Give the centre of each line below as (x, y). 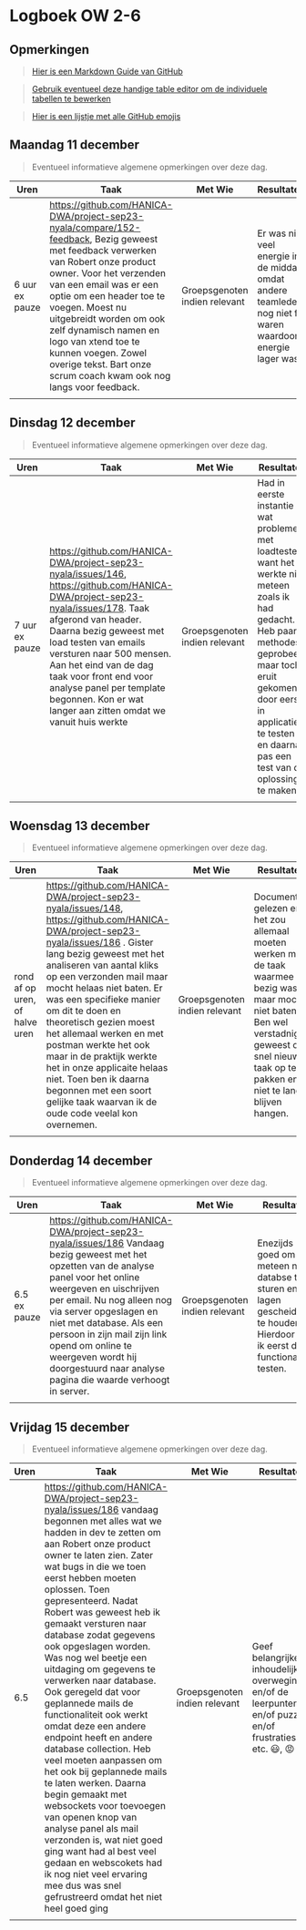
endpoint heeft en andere (98, 1738)
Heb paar (277, 631)
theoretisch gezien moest (100, 1022)
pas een (275, 755)
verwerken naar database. (100, 1680)
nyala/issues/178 (87, 608)
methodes (279, 642)
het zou (270, 919)
